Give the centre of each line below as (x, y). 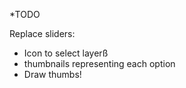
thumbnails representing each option (99, 63)
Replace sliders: (42, 33)
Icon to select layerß (66, 53)
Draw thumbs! (52, 74)
